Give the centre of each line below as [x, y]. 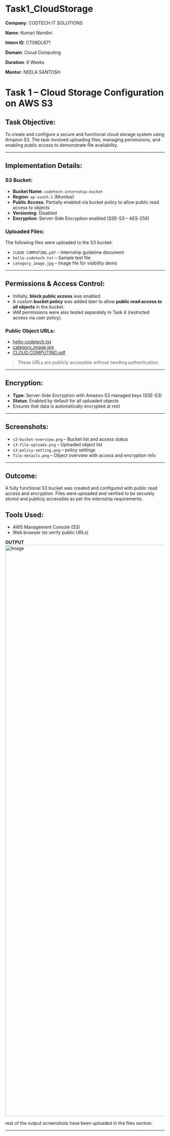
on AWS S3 [29, 103]
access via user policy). [37, 317]
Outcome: [21, 476]
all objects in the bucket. [38, 307]
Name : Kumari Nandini [29, 32]
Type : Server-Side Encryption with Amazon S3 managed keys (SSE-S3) [87, 395]
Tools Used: [25, 515]
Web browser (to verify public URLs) [50, 532]
